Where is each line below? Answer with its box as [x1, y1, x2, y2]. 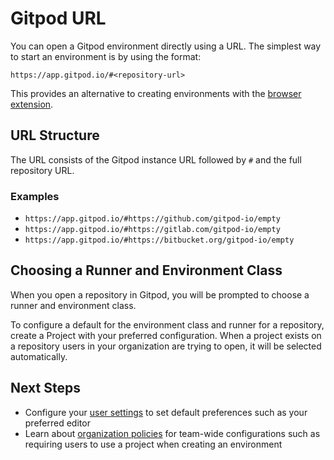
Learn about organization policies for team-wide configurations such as [24, 427, 321, 439]
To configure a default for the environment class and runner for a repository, [10, 318, 325, 331]
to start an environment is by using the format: [10, 50, 202, 62]
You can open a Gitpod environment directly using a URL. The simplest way [10, 40, 322, 52]
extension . [10, 98, 54, 110]
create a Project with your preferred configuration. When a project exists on [10, 329, 322, 341]
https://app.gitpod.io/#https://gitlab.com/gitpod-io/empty [24, 225, 281, 235]
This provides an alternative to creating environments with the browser [10, 87, 302, 99]
